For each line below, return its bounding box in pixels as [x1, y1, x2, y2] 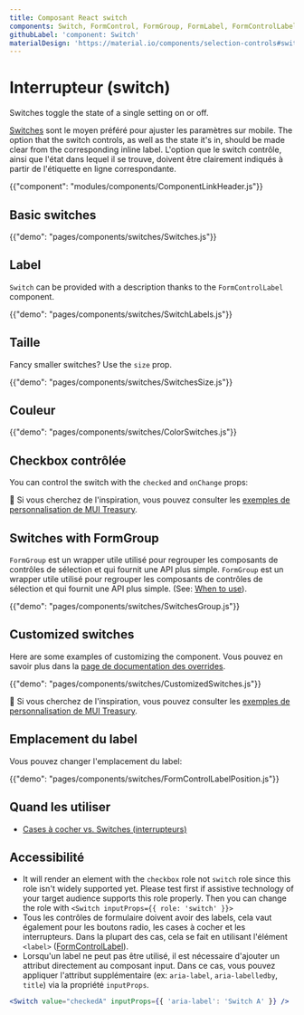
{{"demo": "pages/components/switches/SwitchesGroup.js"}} [9, 601, 241, 612]
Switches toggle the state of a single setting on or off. [9, 108, 209, 119]
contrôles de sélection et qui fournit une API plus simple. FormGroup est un [9, 564, 284, 575]
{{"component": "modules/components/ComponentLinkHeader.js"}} [9, 181, 264, 192]
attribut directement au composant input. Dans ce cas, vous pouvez [22, 961, 276, 972]
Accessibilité [9, 849, 84, 865]
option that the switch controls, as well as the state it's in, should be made [9, 135, 285, 146]
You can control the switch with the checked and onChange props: [9, 477, 249, 488]
